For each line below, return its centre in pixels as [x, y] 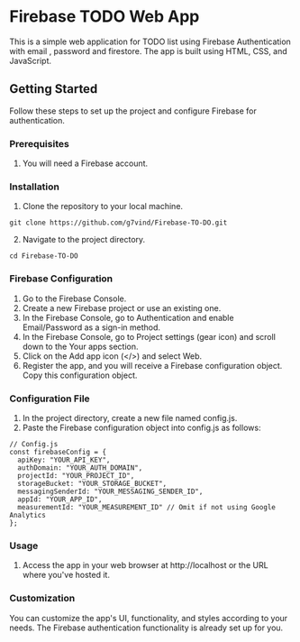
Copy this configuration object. [80, 375]
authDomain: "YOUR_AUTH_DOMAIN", [80, 468]
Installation [35, 187]
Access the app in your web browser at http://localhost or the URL [145, 565]
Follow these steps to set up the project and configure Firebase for [133, 111]
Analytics [28, 515]
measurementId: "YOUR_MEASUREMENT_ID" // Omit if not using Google [147, 507]
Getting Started [54, 89]
